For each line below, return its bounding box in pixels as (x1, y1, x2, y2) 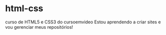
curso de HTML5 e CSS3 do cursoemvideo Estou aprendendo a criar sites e (5, 19, 161, 25)
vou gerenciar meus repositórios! (5, 24, 73, 30)
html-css (5, 3, 43, 14)
